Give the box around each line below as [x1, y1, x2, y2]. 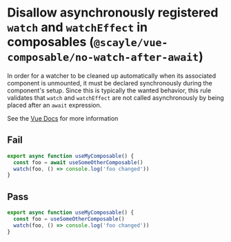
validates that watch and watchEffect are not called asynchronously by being [7, 93, 224, 101]
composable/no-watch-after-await [7, 51, 199, 64]
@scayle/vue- [93, 37, 168, 50]
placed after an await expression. [7, 101, 102, 109]
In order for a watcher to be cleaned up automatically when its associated [7, 71, 217, 80]
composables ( [7, 34, 94, 50]
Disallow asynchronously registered [7, 5, 219, 21]
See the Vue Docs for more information [7, 114, 119, 122]
